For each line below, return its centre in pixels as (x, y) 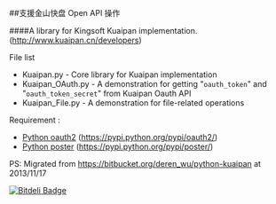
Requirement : (35, 120)
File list (22, 57)
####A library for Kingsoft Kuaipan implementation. (103, 31)
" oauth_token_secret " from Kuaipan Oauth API (106, 93)
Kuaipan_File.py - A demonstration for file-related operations (133, 103)
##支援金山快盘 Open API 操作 (65, 13)
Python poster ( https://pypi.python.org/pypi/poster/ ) (118, 146)
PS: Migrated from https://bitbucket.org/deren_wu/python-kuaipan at (135, 164)
